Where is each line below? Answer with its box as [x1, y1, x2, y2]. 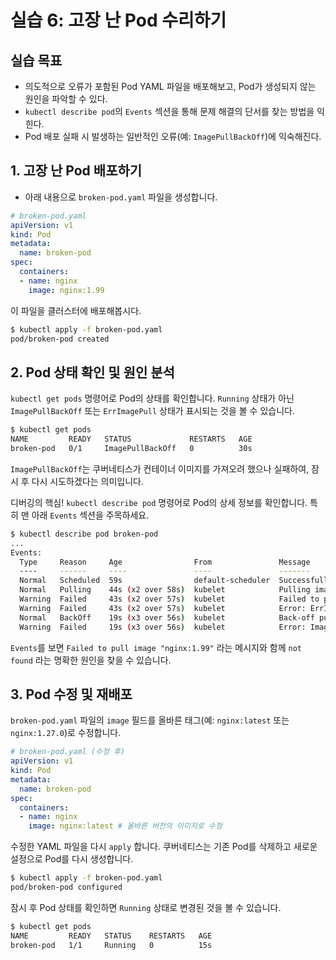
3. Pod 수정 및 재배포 [10, 686, 133, 703]
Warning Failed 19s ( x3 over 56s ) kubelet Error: [19, 622, 307, 632]
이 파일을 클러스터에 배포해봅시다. [10, 304, 142, 316]
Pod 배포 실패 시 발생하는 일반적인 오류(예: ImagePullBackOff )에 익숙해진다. [24, 131, 322, 142]
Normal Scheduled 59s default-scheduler [19, 576, 271, 586]
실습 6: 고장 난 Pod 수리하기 [10, 9, 227, 32]
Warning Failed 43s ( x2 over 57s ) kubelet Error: [19, 603, 307, 613]
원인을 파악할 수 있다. [24, 93, 108, 105]
